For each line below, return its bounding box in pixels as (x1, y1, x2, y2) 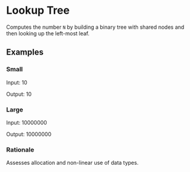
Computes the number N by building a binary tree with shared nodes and (6, 23, 185, 31)
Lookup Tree (6, 4, 70, 17)
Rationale (6, 145, 35, 153)
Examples (6, 47, 44, 58)
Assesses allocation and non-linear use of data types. (6, 159, 139, 167)
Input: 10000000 (6, 119, 47, 126)
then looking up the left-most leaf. (6, 29, 90, 37)
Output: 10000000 (6, 130, 52, 138)
